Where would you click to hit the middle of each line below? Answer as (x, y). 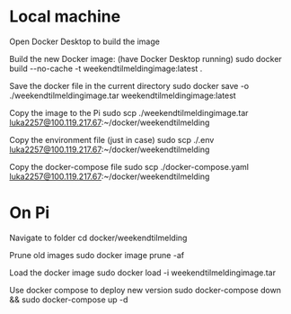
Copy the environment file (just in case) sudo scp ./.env (112, 139)
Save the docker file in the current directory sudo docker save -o (129, 85)
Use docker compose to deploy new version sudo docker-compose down (145, 290)
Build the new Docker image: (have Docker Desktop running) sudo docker (146, 58)
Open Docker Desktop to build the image (84, 41)
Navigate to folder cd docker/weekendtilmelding (98, 238)
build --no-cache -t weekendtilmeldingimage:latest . (106, 68)
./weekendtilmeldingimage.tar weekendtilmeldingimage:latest (123, 95)
